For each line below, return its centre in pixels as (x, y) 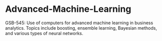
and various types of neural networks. (44, 33)
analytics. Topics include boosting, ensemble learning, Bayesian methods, (81, 28)
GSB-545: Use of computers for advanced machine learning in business (79, 23)
